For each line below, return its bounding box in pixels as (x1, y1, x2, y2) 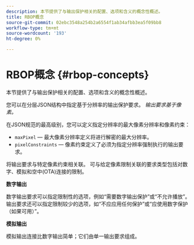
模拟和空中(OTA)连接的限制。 (16, 168, 88, 175)
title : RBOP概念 (6, 14, 44, 20)
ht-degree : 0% (6, 36, 41, 42)
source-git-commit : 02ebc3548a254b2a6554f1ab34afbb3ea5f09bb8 (6, 19, 162, 25)
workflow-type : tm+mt (6, 25, 59, 31)
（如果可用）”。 (6, 207, 42, 214)
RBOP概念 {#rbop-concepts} (6, 68, 149, 82)
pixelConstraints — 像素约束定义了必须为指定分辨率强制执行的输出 (14, 140, 179, 147)
